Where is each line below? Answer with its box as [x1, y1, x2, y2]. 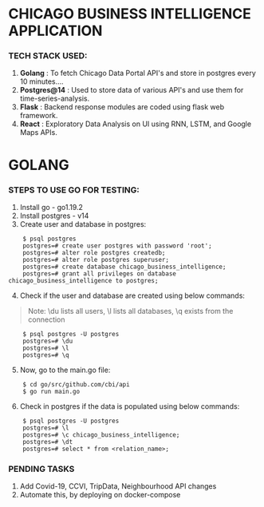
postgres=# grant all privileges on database [22, 269, 177, 278]
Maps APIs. [19, 128, 57, 137]
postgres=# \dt [22, 438, 73, 446]
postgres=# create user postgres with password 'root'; [22, 241, 213, 250]
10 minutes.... [19, 77, 64, 86]
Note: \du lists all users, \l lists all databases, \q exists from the [27, 306, 234, 315]
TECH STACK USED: [8, 50, 88, 61]
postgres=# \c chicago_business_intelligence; [22, 430, 180, 439]
